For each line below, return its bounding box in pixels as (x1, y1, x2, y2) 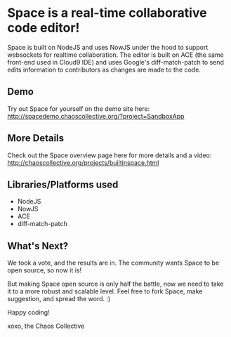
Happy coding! (7, 308, 51, 317)
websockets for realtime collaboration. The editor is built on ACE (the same (7, 51, 225, 59)
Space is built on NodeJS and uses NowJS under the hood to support (7, 43, 209, 51)
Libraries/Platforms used (7, 178, 119, 190)
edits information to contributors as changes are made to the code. (7, 65, 202, 74)
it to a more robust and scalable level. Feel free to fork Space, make (7, 287, 203, 296)
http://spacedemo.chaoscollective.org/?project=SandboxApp (7, 112, 185, 120)
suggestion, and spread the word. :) (7, 295, 111, 303)
